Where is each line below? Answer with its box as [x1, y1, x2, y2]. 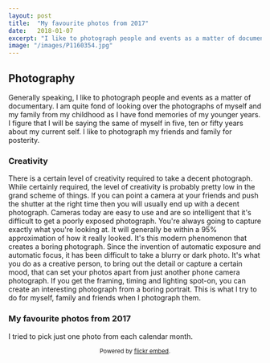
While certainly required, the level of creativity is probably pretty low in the [8, 182, 256, 192]
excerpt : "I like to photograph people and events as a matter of [8, 34, 235, 43]
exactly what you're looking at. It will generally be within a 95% [8, 225, 217, 235]
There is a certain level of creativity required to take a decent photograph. [8, 173, 253, 183]
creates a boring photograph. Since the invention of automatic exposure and [8, 242, 261, 251]
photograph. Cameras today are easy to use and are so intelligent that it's [8, 208, 252, 218]
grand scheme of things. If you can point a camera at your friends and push [8, 190, 259, 201]
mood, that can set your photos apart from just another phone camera [8, 267, 240, 277]
